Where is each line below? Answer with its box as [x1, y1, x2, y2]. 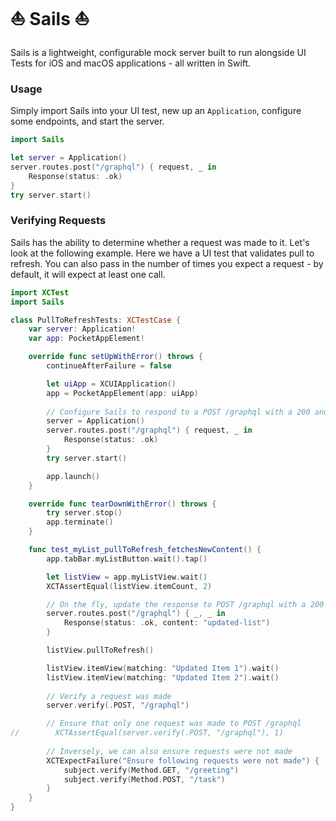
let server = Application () [10, 153, 128, 163]
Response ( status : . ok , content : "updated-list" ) [63, 618, 271, 628]
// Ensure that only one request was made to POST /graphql [46, 719, 302, 729]
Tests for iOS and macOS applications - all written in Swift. [10, 57, 252, 69]
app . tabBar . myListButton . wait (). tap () [46, 554, 208, 564]
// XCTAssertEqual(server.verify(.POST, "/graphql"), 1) [10, 728, 284, 738]
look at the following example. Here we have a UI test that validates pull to [10, 247, 315, 259]
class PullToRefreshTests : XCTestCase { [10, 315, 182, 325]
